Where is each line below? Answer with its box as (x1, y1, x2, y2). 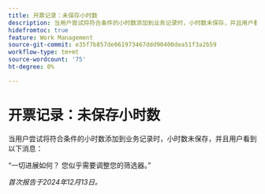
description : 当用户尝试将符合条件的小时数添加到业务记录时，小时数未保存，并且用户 (8, 19, 254, 27)
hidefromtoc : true (8, 26, 69, 34)
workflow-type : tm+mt (8, 48, 80, 56)
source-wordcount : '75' (8, 56, 87, 64)
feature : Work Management (8, 33, 93, 42)
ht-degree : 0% (8, 63, 55, 71)
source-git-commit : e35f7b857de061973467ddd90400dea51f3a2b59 (8, 41, 217, 49)
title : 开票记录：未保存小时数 (8, 11, 98, 20)
